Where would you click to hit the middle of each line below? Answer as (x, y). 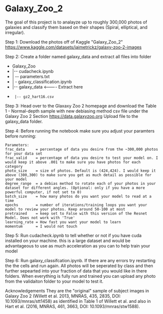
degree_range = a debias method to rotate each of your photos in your (81, 183)
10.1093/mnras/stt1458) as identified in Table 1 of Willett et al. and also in (78, 301)
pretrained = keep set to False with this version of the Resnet (76, 213)
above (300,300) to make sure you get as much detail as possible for (78, 175)
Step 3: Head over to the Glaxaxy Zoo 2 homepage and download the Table (81, 106)
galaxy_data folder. (24, 121)
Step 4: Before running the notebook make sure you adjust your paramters (80, 131)
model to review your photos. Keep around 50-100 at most (65, 209)
